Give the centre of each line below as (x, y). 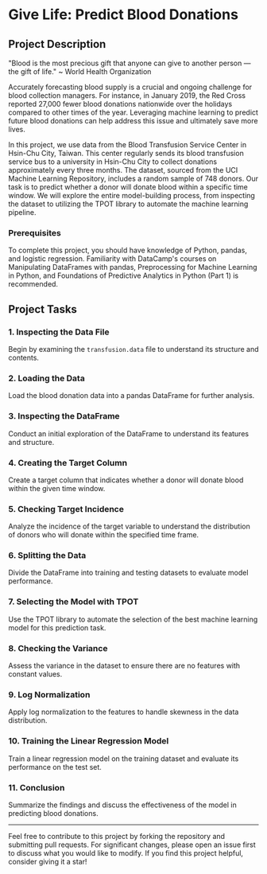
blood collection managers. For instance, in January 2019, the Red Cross (127, 96)
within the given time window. (57, 488)
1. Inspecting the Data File (59, 332)
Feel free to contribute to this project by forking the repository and (116, 836)
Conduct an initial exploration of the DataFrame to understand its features (128, 433)
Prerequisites (35, 232)
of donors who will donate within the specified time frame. (104, 535)
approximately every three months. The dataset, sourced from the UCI (123, 170)
